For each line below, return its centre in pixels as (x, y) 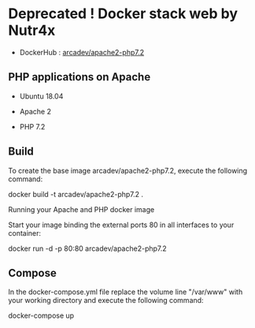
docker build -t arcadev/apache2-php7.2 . (76, 194)
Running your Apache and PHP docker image (81, 209)
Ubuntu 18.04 (41, 96)
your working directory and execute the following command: (106, 300)
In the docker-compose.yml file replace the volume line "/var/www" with (126, 292)
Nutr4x (32, 30)
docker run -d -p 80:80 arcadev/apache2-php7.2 (87, 248)
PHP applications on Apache (79, 77)
